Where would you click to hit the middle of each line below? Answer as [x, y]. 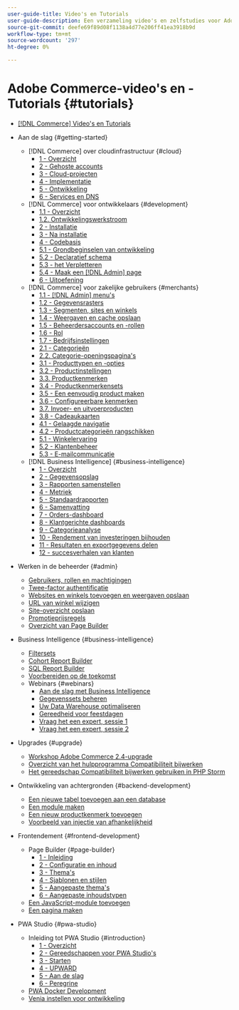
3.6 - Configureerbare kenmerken [88, 401]
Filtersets [42, 653]
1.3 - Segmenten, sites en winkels [88, 310]
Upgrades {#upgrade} [50, 743]
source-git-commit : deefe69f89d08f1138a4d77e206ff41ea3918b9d [101, 27]
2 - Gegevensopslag [69, 476]
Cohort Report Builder [60, 661]
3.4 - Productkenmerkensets [81, 386]
